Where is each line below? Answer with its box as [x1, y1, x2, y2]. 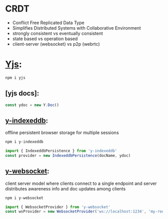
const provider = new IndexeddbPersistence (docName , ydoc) [5, 153, 131, 158]
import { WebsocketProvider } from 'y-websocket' [5, 204, 111, 209]
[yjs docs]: [5, 89, 39, 98]
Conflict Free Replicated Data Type [12, 20, 84, 26]
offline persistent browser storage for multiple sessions [5, 130, 119, 136]
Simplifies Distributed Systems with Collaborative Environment [12, 25, 141, 31]
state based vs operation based [12, 36, 78, 42]
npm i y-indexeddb [5, 139, 43, 145]
